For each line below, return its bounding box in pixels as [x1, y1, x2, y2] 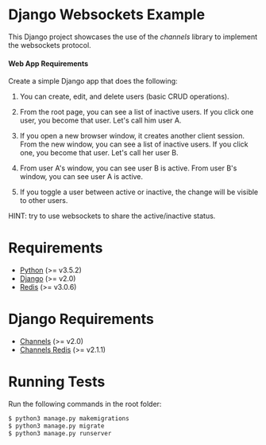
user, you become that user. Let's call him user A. [19, 115, 182, 125]
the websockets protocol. [8, 40, 91, 49]
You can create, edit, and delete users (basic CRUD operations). [19, 92, 229, 101]
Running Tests [8, 373, 106, 391]
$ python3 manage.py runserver [8, 429, 112, 437]
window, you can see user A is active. [19, 172, 144, 182]
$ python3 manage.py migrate [8, 422, 105, 430]
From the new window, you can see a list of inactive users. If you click [19, 139, 249, 149]
